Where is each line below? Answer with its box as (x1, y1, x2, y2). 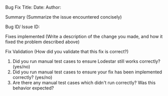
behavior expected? (12, 85, 54, 91)
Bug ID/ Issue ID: (5, 24, 40, 30)
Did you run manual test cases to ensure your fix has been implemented (12, 69, 162, 75)
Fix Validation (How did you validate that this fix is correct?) (5, 49, 129, 54)
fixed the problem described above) (5, 39, 80, 45)
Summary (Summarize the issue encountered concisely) (5, 14, 122, 20)
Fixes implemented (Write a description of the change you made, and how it (5, 34, 163, 39)
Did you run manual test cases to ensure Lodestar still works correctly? (12, 58, 160, 64)
